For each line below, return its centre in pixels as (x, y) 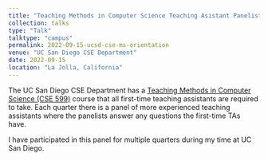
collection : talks (39, 23)
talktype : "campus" (41, 38)
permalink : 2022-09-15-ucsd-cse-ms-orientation (89, 45)
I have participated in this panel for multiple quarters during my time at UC (130, 139)
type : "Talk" (30, 30)
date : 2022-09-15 (37, 61)
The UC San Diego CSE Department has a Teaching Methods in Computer (130, 90)
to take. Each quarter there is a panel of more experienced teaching (119, 107)
